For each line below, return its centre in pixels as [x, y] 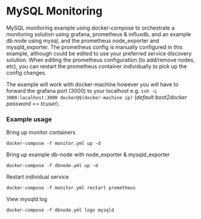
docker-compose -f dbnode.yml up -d [52, 166]
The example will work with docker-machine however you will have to [92, 84]
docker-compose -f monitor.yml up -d [54, 144]
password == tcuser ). [33, 103]
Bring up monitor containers [41, 132]
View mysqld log [27, 199]
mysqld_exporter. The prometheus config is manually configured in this [94, 47]
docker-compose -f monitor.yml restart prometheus [71, 188]
